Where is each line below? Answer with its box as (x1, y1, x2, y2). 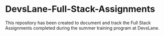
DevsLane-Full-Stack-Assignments (5, 3, 155, 15)
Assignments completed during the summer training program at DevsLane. (5, 25, 159, 31)
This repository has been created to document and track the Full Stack (5, 20, 151, 26)
